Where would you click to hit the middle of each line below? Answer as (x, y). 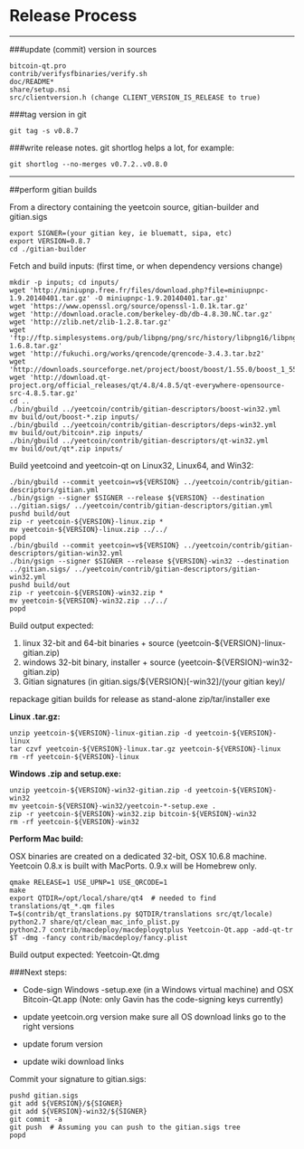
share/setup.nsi (40, 90)
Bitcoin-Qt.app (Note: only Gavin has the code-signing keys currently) (153, 999)
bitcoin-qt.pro (38, 66)
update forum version (63, 1044)
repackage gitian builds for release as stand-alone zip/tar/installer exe (140, 698)
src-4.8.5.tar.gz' (44, 393)
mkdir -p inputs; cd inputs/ (64, 282)
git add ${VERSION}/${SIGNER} (66, 1103)
